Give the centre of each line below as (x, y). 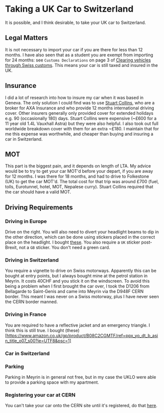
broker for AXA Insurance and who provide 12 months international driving (80, 108)
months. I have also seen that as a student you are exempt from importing (79, 55)
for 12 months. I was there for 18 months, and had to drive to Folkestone (77, 176)
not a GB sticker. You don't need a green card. (64, 248)
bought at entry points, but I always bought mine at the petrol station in (76, 276)
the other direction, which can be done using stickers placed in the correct (80, 237)
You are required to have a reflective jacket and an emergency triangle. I (78, 325)
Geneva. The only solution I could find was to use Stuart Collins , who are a (80, 103)
